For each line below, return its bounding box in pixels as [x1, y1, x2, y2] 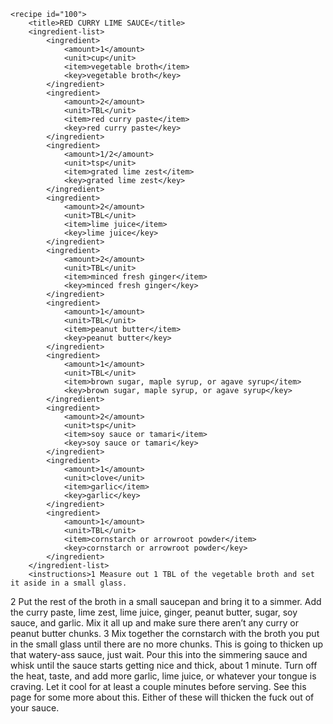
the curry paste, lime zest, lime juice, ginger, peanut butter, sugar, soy [10, 606, 298, 618]
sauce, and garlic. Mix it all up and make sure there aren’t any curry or [10, 617, 299, 629]
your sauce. [10, 702, 60, 714]
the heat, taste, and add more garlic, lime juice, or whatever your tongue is [10, 670, 317, 682]
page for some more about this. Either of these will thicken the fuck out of [10, 691, 315, 703]
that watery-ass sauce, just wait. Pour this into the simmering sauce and [10, 649, 308, 660]
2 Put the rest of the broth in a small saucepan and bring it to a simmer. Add [10, 596, 322, 607]
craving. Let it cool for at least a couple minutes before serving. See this [10, 681, 307, 692]
